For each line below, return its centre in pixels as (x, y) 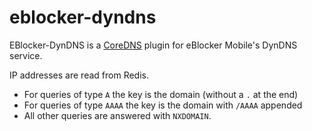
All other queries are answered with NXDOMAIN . (117, 115)
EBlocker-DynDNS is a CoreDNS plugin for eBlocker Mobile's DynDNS (153, 45)
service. (26, 55)
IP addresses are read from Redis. (79, 75)
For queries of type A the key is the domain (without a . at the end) (161, 94)
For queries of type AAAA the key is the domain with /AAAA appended (163, 105)
